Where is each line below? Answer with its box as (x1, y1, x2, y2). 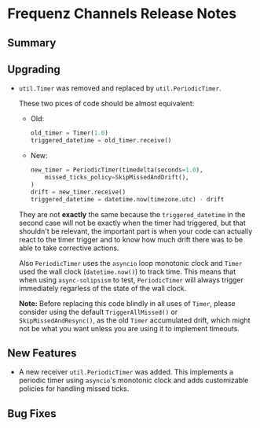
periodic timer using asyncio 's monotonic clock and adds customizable (18, 375, 249, 386)
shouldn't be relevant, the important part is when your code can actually (18, 226, 253, 236)
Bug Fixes (7, 407, 57, 420)
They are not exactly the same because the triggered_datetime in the (18, 209, 246, 219)
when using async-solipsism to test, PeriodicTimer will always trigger (18, 275, 244, 284)
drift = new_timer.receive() (30, 188, 126, 196)
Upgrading (7, 62, 60, 76)
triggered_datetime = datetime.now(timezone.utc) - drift (30, 195, 225, 203)
